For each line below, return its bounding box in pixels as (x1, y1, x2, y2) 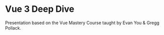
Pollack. (5, 25, 21, 31)
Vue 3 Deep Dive (5, 3, 75, 15)
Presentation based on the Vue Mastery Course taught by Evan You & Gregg (5, 20, 160, 26)
